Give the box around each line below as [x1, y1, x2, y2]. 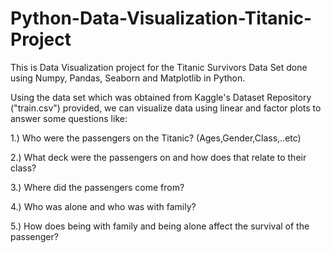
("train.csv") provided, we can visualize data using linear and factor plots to [10, 102, 322, 114]
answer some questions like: [10, 112, 128, 124]
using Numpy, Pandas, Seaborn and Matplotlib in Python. [10, 72, 246, 84]
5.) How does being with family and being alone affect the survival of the [10, 220, 310, 232]
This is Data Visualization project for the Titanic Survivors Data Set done [10, 61, 308, 73]
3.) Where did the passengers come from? [10, 181, 185, 193]
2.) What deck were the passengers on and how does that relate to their [10, 151, 307, 163]
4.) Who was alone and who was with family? [10, 200, 197, 212]
